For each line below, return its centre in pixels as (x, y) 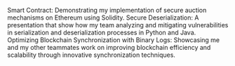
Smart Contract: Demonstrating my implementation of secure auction (107, 10)
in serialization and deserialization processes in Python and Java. (102, 32)
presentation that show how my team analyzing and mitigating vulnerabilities (118, 25)
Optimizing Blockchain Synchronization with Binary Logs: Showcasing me (114, 40)
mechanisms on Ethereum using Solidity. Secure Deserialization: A (103, 18)
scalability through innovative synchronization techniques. (91, 55)
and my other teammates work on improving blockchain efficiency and (109, 47)
